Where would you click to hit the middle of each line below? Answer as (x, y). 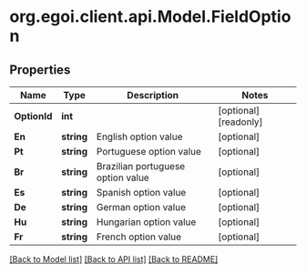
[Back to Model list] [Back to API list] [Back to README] (114, 259)
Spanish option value (141, 192)
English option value (140, 136)
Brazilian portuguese (141, 166)
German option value (141, 207)
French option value (139, 237)
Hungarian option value (146, 222)
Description (153, 95)
